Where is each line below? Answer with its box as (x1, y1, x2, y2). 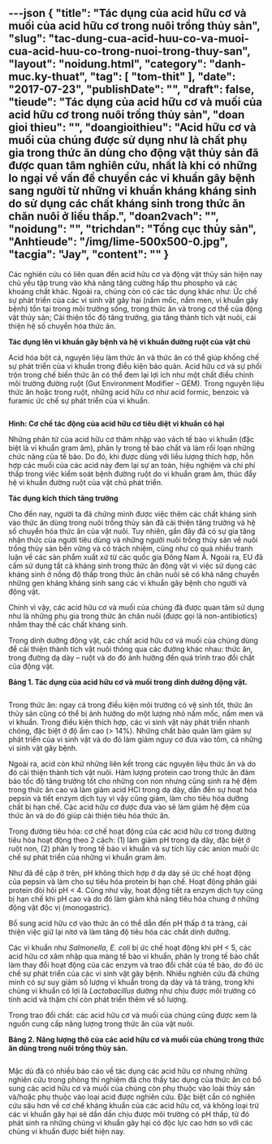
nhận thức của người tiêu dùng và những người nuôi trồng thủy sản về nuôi (8, 535, 258, 544)
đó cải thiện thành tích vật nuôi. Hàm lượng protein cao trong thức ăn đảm (8, 767, 256, 777)
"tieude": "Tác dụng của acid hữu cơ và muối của (8, 95, 262, 109)
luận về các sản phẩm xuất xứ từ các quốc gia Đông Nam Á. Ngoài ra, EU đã (8, 552, 264, 561)
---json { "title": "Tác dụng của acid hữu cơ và (8, 6, 247, 20)
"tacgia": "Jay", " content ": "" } (8, 248, 169, 262)
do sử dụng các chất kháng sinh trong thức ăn (8, 197, 246, 210)
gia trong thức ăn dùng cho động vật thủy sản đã (8, 146, 259, 160)
